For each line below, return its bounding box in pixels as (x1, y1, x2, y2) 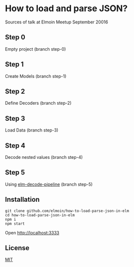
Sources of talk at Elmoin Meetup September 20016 (5, 19, 108, 25)
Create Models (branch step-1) (5, 73, 67, 79)
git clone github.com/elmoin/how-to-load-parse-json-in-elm (5, 208, 130, 213)
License (5, 244, 30, 252)
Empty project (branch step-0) (5, 46, 67, 52)
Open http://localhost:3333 (5, 229, 60, 235)
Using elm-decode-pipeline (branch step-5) (5, 181, 93, 187)
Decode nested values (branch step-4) (5, 154, 83, 160)
